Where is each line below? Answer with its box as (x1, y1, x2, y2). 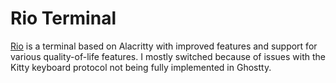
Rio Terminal (10, 7, 117, 30)
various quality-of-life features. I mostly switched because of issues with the (10, 50, 327, 62)
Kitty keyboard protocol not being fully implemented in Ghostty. (10, 61, 272, 73)
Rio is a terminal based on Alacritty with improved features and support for (10, 40, 318, 52)
